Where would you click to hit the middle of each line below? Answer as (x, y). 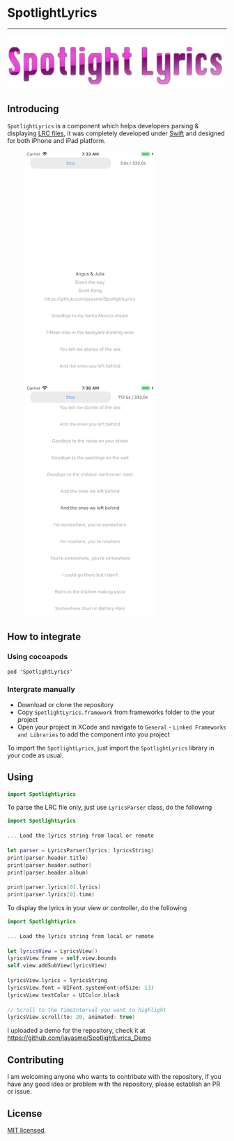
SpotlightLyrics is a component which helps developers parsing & (103, 126)
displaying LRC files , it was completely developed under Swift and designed (116, 133)
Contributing (36, 1060)
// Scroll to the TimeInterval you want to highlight (87, 1010)
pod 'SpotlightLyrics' (40, 672)
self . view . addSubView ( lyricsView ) (57, 966)
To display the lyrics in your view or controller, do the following (97, 908)
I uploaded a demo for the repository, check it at (76, 1031)
